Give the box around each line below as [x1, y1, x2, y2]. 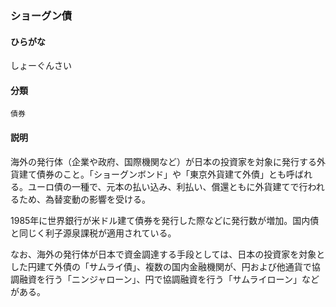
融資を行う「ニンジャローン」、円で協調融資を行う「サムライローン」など [18, 273, 320, 285]
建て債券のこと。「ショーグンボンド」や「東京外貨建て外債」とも [18, 168, 287, 180]
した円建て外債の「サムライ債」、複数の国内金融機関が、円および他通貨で [10, 260, 312, 272]
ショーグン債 [10, 8, 73, 22]
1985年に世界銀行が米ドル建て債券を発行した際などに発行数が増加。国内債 [10, 214, 320, 226]
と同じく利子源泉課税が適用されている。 [10, 227, 177, 239]
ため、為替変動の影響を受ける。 [18, 193, 151, 205]
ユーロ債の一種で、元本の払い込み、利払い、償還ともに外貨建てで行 [27, 180, 308, 192]
